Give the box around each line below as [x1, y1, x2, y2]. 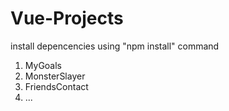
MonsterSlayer [24, 70, 86, 82]
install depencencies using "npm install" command [10, 40, 220, 52]
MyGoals [24, 59, 62, 71]
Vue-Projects [10, 7, 124, 30]
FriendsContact [24, 80, 89, 92]
